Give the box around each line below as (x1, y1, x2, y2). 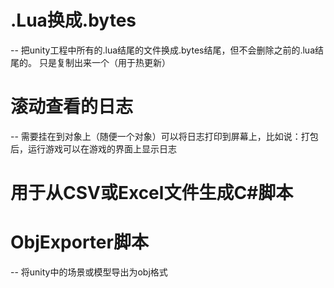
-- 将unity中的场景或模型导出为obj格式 (10, 266, 168, 278)
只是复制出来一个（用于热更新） (38, 56, 171, 68)
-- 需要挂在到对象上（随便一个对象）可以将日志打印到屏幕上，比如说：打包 (10, 130, 319, 142)
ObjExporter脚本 (10, 231, 149, 254)
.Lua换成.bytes (10, 9, 137, 32)
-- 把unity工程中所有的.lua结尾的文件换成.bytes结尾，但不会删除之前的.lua (10, 44, 316, 56)
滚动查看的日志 (10, 96, 134, 118)
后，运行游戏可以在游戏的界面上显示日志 (10, 142, 177, 155)
